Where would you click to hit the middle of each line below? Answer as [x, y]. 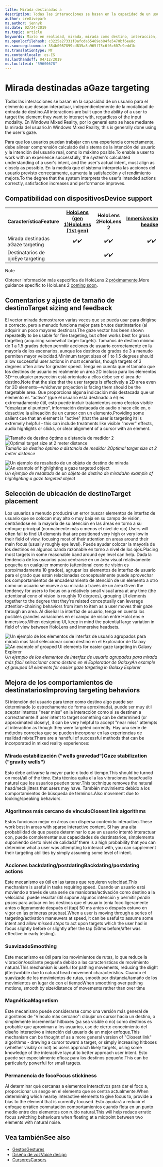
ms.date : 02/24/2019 [26, 28]
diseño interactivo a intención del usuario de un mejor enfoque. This [72, 1032]
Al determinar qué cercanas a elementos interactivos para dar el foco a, [77, 1086]
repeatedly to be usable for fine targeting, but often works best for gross [78, 335]
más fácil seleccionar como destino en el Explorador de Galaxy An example [80, 662]
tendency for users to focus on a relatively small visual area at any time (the [81, 591]
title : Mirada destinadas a [33, 9]
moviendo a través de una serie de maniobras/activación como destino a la [80, 892]
